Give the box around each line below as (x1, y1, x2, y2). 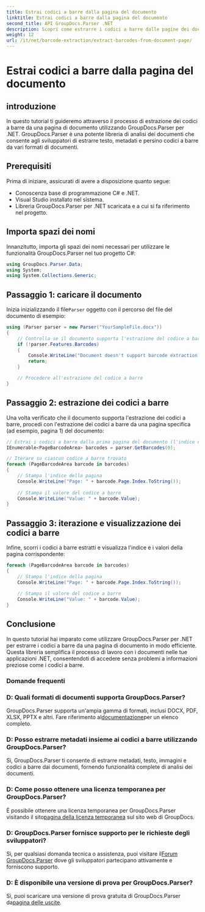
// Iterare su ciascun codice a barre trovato (6, 456, 127, 462)
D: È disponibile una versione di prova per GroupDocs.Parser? (6, 878, 193, 887)
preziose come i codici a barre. (6, 661, 84, 668)
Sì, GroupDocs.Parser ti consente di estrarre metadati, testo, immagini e (6, 757, 187, 764)
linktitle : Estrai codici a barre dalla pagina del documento (6, 15, 168, 21)
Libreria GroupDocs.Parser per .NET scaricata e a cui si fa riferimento (15, 202, 190, 209)
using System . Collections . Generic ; (6, 273, 97, 279)
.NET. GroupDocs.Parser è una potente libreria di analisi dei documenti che (6, 130, 195, 138)
